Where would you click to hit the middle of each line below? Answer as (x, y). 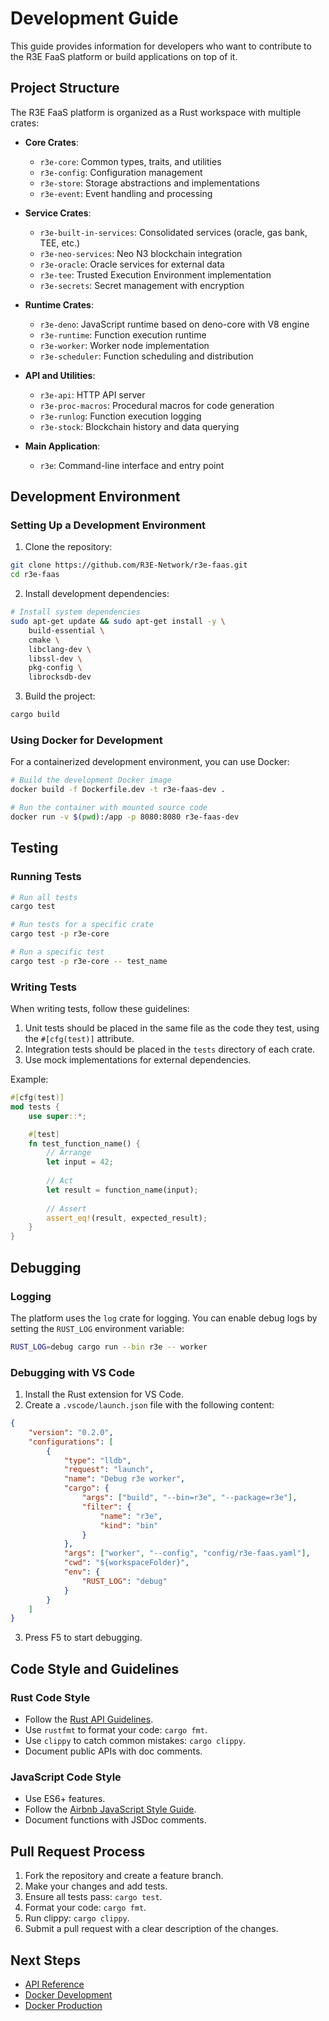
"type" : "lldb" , (97, 1460)
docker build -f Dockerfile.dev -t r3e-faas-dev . (118, 790)
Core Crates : (51, 142)
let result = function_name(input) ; (122, 1190)
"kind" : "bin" (129, 1525)
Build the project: (60, 696)
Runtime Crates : (59, 304)
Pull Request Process (78, 1851)
